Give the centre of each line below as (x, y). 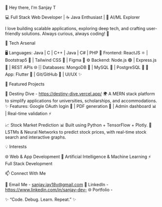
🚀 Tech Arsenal (20, 43)
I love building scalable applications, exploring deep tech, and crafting (75, 28)
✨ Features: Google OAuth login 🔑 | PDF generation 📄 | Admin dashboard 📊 (81, 106)
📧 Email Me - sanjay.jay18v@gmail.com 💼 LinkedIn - (57, 184)
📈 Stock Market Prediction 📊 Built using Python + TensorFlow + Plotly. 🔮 (78, 125)
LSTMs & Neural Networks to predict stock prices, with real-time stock (76, 132)
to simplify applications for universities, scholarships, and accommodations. (81, 101)
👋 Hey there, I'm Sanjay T (30, 8)
